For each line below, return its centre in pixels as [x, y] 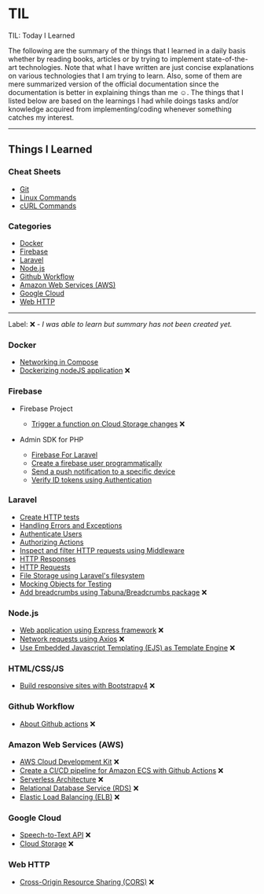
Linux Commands [48, 197]
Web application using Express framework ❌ [92, 630]
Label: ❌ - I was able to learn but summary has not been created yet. [120, 324]
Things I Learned [50, 150]
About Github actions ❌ [57, 724]
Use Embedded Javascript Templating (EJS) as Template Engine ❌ [127, 648]
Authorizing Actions [51, 542]
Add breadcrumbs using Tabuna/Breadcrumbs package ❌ [113, 592]
